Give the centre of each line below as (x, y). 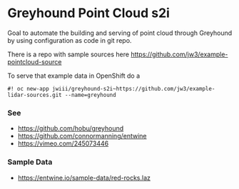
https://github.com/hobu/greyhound (71, 128)
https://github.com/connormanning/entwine (82, 136)
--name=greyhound (90, 95)
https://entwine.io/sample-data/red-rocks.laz (84, 178)
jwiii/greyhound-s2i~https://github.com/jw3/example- (134, 88)
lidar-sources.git (35, 95)
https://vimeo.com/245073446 (63, 143)
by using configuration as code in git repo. (70, 40)
